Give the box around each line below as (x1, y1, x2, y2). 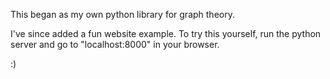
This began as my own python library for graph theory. (10, 9, 235, 20)
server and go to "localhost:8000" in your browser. (10, 39, 220, 50)
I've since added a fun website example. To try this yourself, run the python (10, 28, 322, 39)
